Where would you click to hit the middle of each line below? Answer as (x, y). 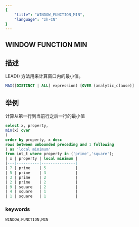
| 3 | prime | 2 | (42, 177)
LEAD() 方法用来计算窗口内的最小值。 (44, 76)
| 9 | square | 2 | (42, 187)
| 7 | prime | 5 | (42, 168)
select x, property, (27, 126)
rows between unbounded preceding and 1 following (60, 144)
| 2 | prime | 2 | (42, 182)
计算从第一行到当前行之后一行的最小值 (45, 116)
